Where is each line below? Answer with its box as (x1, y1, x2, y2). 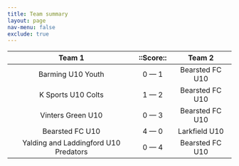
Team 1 (58, 53, 85, 63)
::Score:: (138, 53, 167, 63)
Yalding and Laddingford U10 (22, 138, 121, 148)
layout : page (7, 17, 46, 24)
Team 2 (188, 53, 214, 63)
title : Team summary (7, 10, 69, 18)
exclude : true (7, 30, 50, 38)
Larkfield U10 (177, 126, 224, 136)
